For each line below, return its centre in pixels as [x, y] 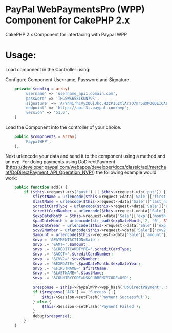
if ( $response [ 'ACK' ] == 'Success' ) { [74, 292]
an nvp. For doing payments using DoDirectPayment [60, 161]
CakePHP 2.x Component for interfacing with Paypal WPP [66, 34]
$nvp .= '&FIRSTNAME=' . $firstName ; [71, 268]
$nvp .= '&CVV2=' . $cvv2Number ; [66, 259]
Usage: [21, 55]
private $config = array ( [42, 89]
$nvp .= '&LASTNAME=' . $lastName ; [68, 273]
